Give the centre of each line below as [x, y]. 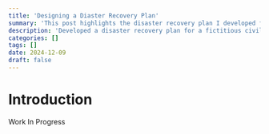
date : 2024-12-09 [37, 53]
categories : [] [34, 38]
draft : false [30, 61]
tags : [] [23, 45]
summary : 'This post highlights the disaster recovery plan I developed [132, 23]
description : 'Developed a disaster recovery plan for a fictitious [125, 30]
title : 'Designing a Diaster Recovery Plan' [84, 16]
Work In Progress [37, 121]
